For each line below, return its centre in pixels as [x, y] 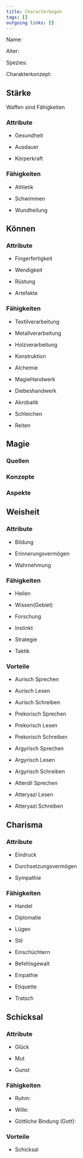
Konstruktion [30, 356]
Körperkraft [29, 159]
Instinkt [24, 627]
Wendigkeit [28, 270]
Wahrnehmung [33, 565]
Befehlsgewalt [32, 964]
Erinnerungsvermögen [42, 553]
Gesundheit [29, 136]
